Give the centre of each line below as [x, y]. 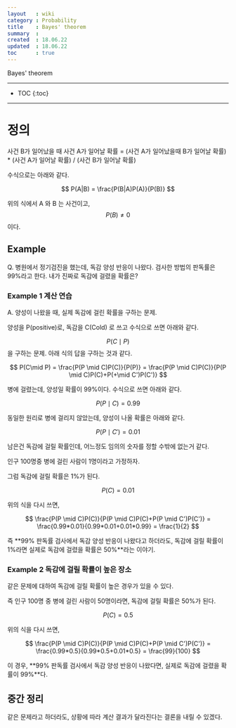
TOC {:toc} [33, 93]
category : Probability [42, 20]
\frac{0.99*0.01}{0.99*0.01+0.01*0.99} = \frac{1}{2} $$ [118, 526]
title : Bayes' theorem [47, 27]
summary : [23, 33]
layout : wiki [31, 14]
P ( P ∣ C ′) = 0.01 [118, 431]
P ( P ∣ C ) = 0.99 [118, 403]
